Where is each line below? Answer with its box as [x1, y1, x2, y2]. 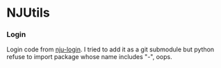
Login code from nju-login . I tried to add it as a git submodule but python [6, 45, 215, 53]
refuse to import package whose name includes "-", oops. [6, 53, 172, 61]
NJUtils [6, 5, 50, 21]
